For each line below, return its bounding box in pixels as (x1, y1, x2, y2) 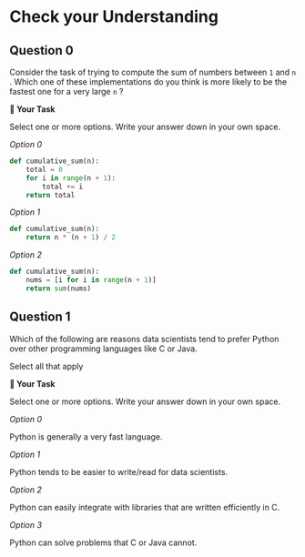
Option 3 (9, 519, 43, 530)
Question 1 (9, 309, 71, 325)
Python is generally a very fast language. (9, 430, 163, 442)
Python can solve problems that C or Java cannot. (9, 537, 198, 548)
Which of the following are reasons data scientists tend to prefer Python (9, 333, 280, 344)
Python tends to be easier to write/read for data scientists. (9, 466, 229, 477)
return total (25, 190, 76, 199)
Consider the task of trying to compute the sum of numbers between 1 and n (9, 66, 297, 77)
